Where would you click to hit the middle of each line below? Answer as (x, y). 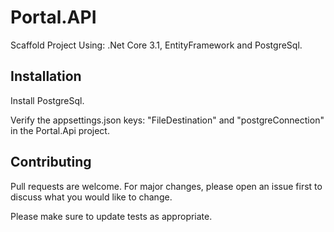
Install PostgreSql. (47, 100)
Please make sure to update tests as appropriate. (111, 216)
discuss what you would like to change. (91, 197)
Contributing (51, 162)
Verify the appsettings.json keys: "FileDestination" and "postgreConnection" (167, 120)
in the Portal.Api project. (60, 130)
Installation (46, 76)
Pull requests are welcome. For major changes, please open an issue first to (166, 186)
